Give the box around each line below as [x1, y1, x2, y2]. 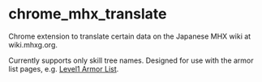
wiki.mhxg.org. [8, 39, 58, 49]
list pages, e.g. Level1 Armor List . [8, 64, 119, 73]
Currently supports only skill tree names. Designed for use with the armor [8, 55, 254, 65]
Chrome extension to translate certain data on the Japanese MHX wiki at [8, 31, 251, 41]
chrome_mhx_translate [8, 5, 168, 23]
